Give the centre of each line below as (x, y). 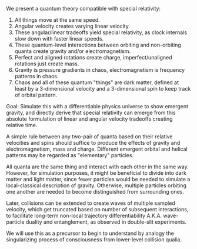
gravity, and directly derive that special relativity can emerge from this (91, 112)
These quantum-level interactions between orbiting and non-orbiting (98, 45)
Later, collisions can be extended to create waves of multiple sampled (91, 203)
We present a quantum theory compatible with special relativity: (83, 9)
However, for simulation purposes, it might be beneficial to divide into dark (96, 173)
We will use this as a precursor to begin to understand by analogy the (90, 233)
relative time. (22, 125)
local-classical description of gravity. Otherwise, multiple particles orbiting (96, 185)
